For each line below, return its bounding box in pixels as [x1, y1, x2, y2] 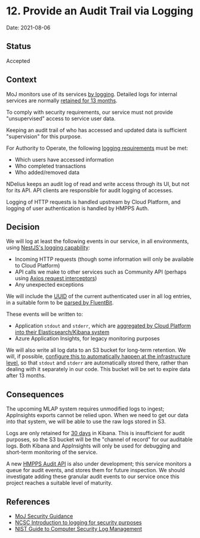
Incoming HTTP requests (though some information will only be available [14, 256, 194, 263]
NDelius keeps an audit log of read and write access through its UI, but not [6, 180, 190, 187]
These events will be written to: [6, 311, 84, 318]
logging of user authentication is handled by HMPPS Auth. [6, 205, 149, 212]
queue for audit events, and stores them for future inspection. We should [6, 467, 185, 474]
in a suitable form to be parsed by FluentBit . [6, 299, 114, 306]
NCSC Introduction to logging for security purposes [14, 519, 142, 526]
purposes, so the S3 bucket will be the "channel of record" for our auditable [6, 436, 193, 443]
